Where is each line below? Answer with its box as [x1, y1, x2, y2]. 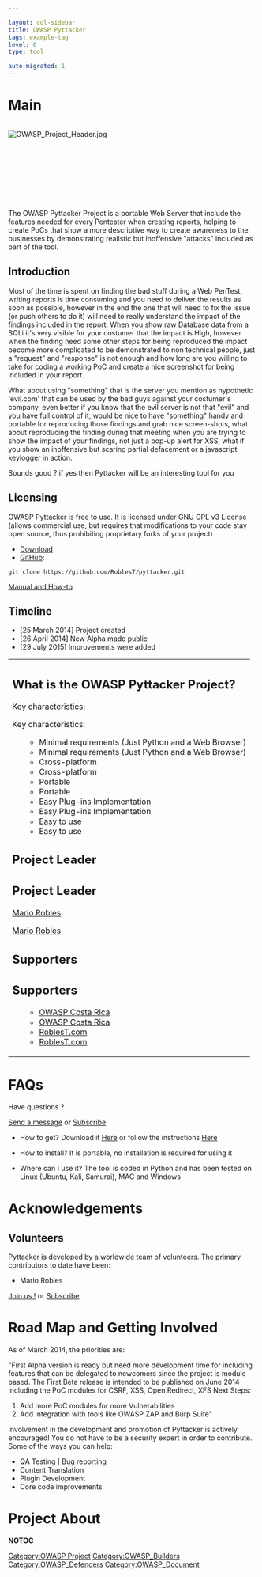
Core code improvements [19, 1481, 103, 1492]
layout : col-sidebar [8, 18, 77, 26]
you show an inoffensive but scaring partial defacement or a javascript [8, 444, 238, 453]
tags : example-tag [8, 33, 69, 41]
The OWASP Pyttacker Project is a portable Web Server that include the [8, 208, 241, 218]
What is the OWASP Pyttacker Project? [12, 677, 236, 692]
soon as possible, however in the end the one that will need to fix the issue [8, 302, 251, 313]
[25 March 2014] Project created [19, 626, 126, 635]
